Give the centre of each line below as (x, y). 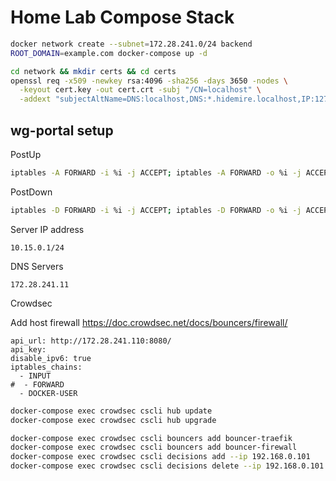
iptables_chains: (46, 367)
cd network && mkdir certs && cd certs (93, 71)
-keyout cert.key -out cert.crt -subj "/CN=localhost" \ (140, 90)
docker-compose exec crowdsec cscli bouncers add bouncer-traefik (151, 438)
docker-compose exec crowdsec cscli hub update (111, 411)
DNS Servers (37, 266)
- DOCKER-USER (48, 393)
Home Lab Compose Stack (122, 17)
